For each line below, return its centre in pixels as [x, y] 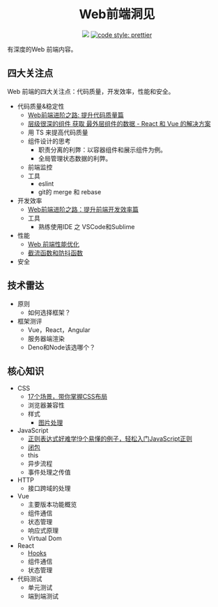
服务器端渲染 [46, 338]
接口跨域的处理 [49, 489]
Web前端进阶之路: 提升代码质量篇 [76, 115]
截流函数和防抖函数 [55, 253]
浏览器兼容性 [46, 405]
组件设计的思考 [49, 141]
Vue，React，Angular [59, 330]
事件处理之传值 [49, 472]
